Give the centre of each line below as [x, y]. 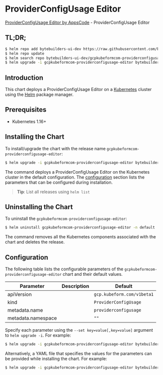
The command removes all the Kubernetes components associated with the [81, 237]
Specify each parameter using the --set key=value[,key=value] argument [79, 330]
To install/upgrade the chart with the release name [55, 148]
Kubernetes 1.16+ [29, 121]
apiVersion [20, 294]
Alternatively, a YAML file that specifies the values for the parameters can [78, 353]
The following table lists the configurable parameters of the [64, 269]
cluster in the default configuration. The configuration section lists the [75, 177]
